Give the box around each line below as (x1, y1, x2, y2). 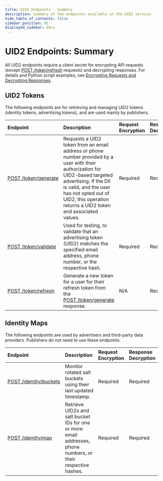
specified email (63, 246, 98, 253)
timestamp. (65, 393, 91, 400)
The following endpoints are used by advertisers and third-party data (5, 332, 143, 337)
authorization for (63, 165, 101, 172)
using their (65, 381, 89, 388)
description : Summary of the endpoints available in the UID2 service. (5, 12, 153, 16)
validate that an (63, 228, 98, 235)
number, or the (63, 258, 97, 265)
